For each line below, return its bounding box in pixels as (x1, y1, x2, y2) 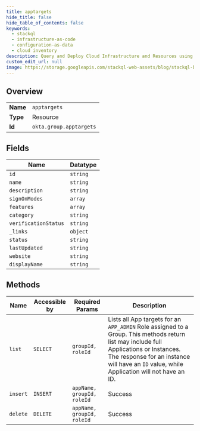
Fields (6, 143, 30, 153)
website (9, 253, 31, 260)
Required (74, 297, 101, 306)
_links (9, 228, 28, 235)
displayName (9, 261, 43, 267)
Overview (6, 86, 43, 96)
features (9, 204, 34, 210)
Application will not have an (108, 367, 185, 375)
